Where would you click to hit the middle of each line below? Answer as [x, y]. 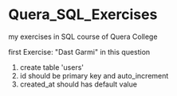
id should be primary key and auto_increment [94, 75]
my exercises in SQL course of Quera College [83, 36]
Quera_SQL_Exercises [83, 15]
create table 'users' [51, 67]
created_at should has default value [79, 84]
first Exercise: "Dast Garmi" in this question [79, 52]
